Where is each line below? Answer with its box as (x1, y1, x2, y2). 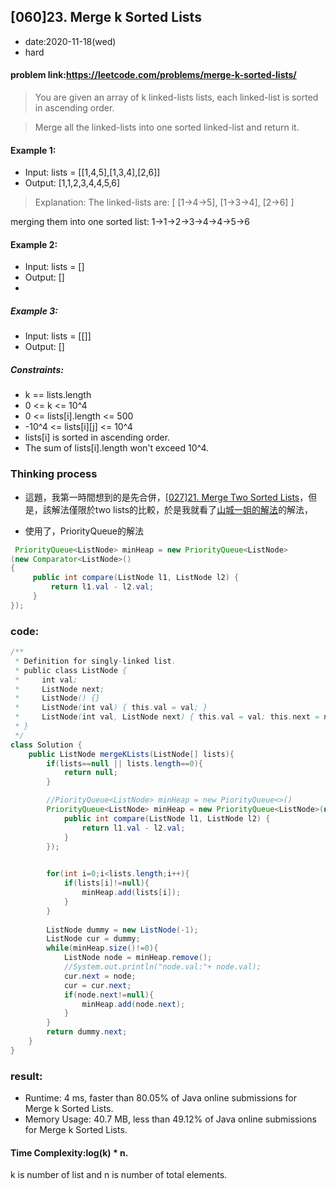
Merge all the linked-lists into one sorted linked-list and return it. (34, 121, 300, 134)
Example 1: (10, 144, 57, 156)
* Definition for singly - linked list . (14, 656, 177, 666)
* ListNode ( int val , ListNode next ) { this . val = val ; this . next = (14, 712, 320, 722)
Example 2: (10, 238, 58, 250)
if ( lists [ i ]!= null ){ (63, 878, 150, 889)
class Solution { (10, 740, 83, 750)
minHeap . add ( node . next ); (81, 999, 186, 1009)
